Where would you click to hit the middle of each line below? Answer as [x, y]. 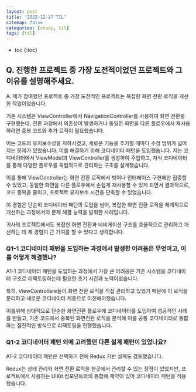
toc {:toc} [26, 50]
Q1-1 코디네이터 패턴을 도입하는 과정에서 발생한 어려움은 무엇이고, [93, 248]
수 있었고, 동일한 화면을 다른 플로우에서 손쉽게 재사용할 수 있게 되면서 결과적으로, [98, 185]
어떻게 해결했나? [35, 257]
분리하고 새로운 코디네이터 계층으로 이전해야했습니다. [66, 298]
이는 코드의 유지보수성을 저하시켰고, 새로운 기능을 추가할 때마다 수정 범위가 [91, 143]
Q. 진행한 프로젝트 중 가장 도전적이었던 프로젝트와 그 [94, 70]
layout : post [22, 11]
